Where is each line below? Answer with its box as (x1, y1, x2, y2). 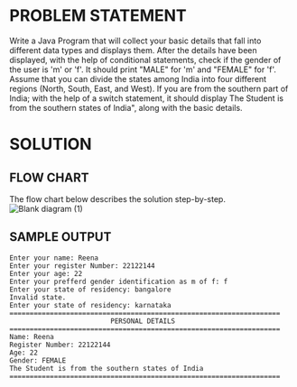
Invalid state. (9, 292, 67, 302)
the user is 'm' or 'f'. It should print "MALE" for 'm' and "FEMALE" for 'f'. (9, 64, 277, 75)
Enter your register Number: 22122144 (9, 261, 155, 271)
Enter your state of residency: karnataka (9, 300, 172, 309)
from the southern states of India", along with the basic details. (9, 102, 243, 113)
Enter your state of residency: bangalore (9, 285, 172, 294)
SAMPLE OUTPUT (9, 229, 112, 244)
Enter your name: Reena (9, 253, 99, 263)
